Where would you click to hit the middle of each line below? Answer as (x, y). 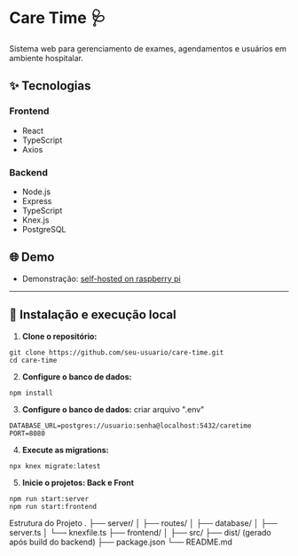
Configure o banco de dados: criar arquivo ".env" (113, 409)
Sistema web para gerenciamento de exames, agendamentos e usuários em (148, 48)
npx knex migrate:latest (55, 466)
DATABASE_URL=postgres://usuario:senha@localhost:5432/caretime (130, 426)
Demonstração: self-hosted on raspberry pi (101, 278)
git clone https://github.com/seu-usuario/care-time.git (117, 352)
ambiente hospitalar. (47, 58)
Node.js (36, 192)
